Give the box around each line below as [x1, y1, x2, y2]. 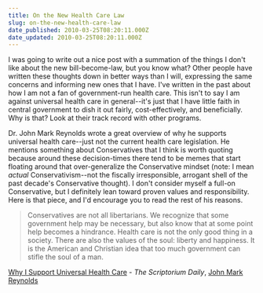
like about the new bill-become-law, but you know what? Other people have [8, 64, 253, 73]
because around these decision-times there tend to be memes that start [8, 154, 241, 163]
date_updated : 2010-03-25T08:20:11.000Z [8, 33, 143, 42]
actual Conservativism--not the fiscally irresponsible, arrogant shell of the [8, 170, 249, 180]
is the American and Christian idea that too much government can [27, 244, 241, 254]
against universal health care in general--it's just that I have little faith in [8, 97, 240, 106]
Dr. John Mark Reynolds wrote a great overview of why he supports [8, 129, 227, 138]
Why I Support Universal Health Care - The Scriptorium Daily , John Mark [8, 268, 243, 277]
